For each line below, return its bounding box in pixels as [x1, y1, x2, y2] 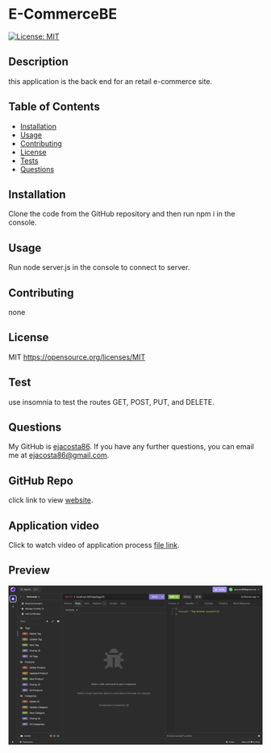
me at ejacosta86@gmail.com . [8, 450, 110, 461]
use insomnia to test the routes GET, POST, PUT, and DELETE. [8, 397, 215, 406]
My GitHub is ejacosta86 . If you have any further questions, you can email [8, 442, 254, 452]
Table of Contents [8, 100, 101, 114]
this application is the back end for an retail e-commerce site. [8, 76, 212, 86]
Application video [8, 519, 99, 532]
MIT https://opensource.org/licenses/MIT [8, 352, 146, 362]
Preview [8, 563, 51, 578]
